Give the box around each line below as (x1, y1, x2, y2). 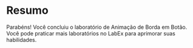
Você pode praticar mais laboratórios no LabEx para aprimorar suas (6, 29, 176, 37)
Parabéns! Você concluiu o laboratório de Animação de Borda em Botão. (6, 23, 188, 31)
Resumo (6, 4, 49, 17)
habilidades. (6, 36, 37, 43)
